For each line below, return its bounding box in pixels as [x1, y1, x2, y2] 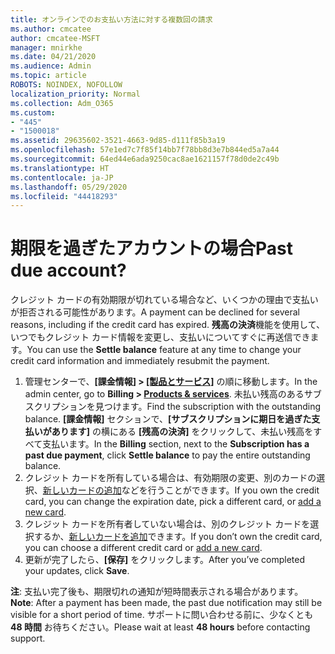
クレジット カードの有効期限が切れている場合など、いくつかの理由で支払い [10, 294, 319, 306]
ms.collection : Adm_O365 [10, 98, 114, 108]
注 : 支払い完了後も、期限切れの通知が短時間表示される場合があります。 [10, 586, 304, 598]
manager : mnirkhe [10, 42, 83, 53]
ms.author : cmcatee [10, 24, 92, 34]
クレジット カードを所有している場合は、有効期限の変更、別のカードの [24, 472, 317, 484]
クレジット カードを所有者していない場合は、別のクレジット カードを [24, 518, 311, 530]
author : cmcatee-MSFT [10, 33, 101, 43]
